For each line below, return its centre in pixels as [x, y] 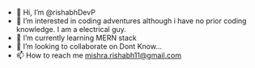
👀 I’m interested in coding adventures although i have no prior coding [131, 21]
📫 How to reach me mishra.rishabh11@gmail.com [99, 55]
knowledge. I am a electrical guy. [71, 29]
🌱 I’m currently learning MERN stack [76, 38]
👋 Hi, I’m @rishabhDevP [55, 12]
